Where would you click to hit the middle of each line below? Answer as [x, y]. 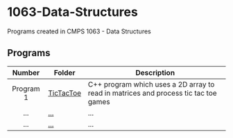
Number [26, 72]
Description [155, 72]
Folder [64, 72]
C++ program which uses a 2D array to [151, 84]
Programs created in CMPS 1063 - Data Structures [79, 31]
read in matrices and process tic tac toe [152, 93]
